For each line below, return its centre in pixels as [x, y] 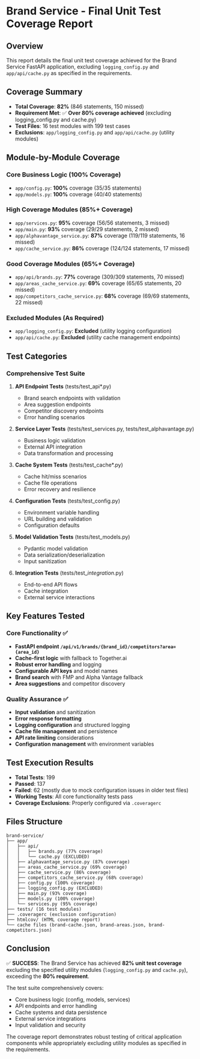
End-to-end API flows [51, 585]
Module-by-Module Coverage [63, 158]
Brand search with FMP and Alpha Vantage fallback [79, 677]
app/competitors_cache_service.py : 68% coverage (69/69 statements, [102, 296]
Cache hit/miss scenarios [55, 477]
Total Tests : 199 [35, 777]
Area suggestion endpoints [57, 405]
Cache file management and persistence [66, 731]
